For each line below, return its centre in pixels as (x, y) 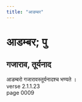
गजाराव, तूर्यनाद (29, 65)
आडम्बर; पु (27, 42)
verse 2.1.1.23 (23, 86)
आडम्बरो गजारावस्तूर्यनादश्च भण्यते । (41, 79)
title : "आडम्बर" (25, 12)
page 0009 (20, 92)
